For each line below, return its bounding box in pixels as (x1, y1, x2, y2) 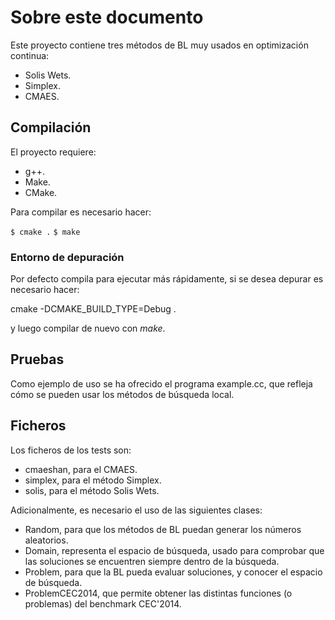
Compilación (10, 119, 92, 136)
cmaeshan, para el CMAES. (24, 463, 138, 475)
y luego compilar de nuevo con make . (10, 322, 166, 335)
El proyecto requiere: (10, 146, 97, 158)
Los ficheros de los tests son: (10, 444, 132, 456)
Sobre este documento (10, 6, 204, 29)
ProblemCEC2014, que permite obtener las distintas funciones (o (24, 587, 293, 599)
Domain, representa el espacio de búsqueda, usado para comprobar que (24, 544, 325, 556)
